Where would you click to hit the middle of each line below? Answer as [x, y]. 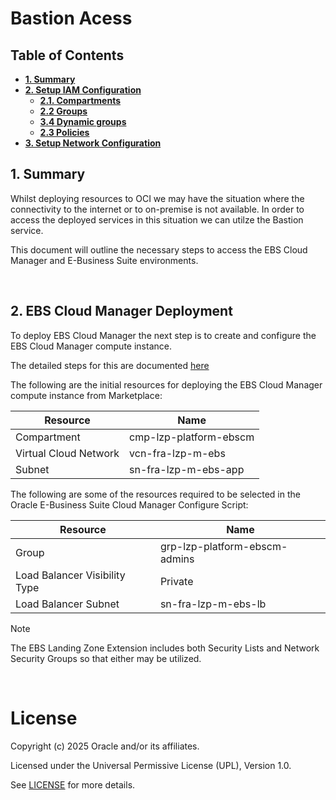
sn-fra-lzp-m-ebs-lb [213, 604]
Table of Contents [67, 55]
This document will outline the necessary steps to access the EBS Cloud [159, 249]
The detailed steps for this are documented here [110, 365]
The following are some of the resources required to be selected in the [155, 494]
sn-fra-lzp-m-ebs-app [187, 469]
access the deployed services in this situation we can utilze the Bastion [157, 219]
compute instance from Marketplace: [86, 395]
